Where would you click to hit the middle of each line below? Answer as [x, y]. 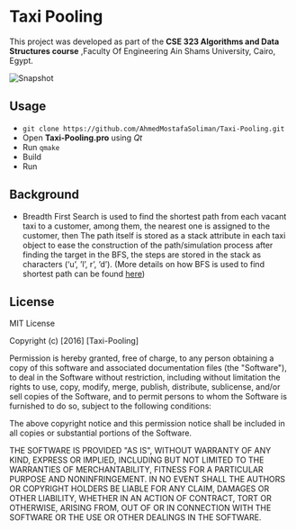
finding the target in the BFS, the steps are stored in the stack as [142, 255]
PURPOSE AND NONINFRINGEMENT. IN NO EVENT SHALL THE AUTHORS [148, 480]
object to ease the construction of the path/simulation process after [148, 245]
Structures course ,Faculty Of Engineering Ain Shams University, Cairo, [143, 50]
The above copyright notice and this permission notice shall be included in [147, 424]
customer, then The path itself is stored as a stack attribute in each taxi [154, 235]
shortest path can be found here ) [84, 274]
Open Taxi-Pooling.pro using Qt [82, 138]
